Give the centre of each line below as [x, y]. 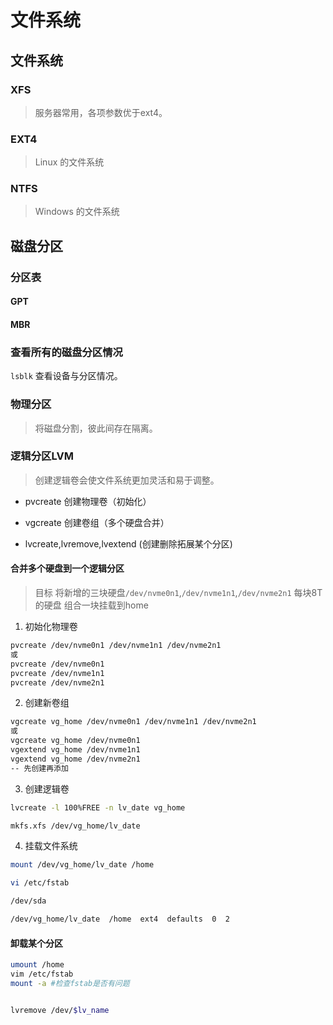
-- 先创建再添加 [39, 768]
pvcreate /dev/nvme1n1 [57, 673]
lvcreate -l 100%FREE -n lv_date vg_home [98, 807]
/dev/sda [28, 901]
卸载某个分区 [36, 943]
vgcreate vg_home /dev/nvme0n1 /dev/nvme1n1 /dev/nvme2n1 [133, 722]
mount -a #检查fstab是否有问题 [70, 983]
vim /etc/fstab [42, 974]
